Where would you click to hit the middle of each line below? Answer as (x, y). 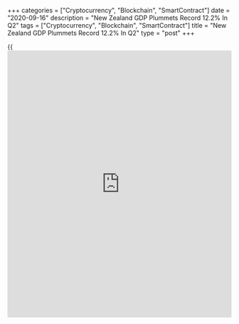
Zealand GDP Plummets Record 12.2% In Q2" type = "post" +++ (101, 33)
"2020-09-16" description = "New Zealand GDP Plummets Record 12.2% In (118, 18)
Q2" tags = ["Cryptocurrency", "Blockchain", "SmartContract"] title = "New (117, 25)
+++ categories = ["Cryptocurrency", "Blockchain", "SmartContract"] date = (119, 10)
